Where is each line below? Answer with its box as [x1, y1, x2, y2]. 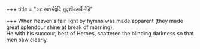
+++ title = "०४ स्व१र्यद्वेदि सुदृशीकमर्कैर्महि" [6, 6, 93, 12]
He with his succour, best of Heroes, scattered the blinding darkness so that [6, 30, 194, 37]
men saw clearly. [6, 36, 49, 43]
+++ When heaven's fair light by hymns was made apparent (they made [6, 18, 184, 24]
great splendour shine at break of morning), [6, 24, 114, 31]
